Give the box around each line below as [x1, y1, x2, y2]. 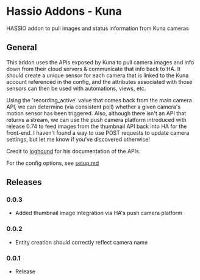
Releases [6, 177, 42, 187]
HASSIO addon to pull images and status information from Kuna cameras [6, 25, 189, 32]
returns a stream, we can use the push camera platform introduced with [6, 116, 187, 123]
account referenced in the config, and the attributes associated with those [6, 78, 193, 85]
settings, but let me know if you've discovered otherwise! [6, 135, 151, 143]
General [6, 42, 38, 53]
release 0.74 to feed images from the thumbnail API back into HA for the [6, 123, 187, 130]
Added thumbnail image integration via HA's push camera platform [15, 210, 183, 217]
